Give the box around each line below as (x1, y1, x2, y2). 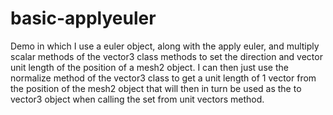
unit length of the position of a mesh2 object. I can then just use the (10, 61, 289, 73)
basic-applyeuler (10, 7, 157, 30)
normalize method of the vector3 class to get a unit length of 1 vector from (10, 72, 317, 84)
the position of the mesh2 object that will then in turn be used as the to (10, 82, 302, 94)
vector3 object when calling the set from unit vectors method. (10, 93, 265, 105)
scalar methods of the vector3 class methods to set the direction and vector (10, 50, 323, 62)
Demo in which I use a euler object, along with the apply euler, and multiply (10, 40, 320, 52)
